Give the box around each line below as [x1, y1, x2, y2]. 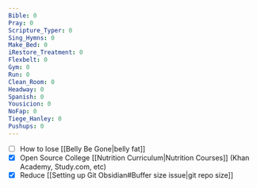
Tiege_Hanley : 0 [8, 115, 62, 123]
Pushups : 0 [8, 122, 44, 130]
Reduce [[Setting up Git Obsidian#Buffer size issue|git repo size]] [19, 170, 234, 179]
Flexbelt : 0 [8, 56, 48, 64]
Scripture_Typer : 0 [8, 26, 73, 34]
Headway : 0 [8, 85, 44, 94]
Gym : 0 [8, 63, 30, 71]
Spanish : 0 [8, 93, 44, 101]
